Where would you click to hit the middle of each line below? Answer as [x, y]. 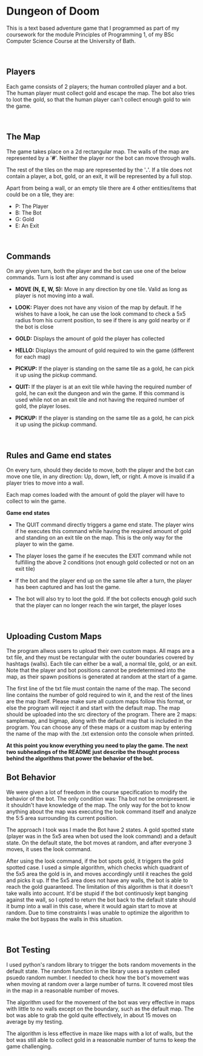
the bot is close [34, 327]
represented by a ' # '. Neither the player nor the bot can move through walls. [101, 158]
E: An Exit [27, 226]
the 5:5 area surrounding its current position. [62, 818]
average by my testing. [35, 1021]
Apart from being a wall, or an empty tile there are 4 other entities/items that [101, 188]
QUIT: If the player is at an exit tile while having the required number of [103, 387]
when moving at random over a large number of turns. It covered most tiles [100, 984]
